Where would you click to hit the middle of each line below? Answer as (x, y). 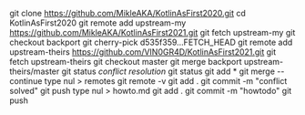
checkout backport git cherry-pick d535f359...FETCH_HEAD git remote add (151, 42)
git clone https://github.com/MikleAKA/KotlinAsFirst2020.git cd (127, 13)
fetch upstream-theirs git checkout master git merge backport (126, 62)
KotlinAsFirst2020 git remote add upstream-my (98, 23)
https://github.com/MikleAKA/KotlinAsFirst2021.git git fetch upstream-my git (152, 32)
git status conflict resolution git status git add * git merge (168, 71)
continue (26, 81)
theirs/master (35, 71)
